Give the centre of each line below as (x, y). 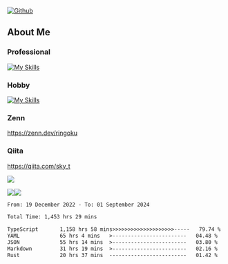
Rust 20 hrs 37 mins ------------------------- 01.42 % (112, 255)
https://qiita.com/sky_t (39, 166)
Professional (29, 52)
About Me (29, 32)
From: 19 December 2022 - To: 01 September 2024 (78, 205)
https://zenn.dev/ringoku (42, 133)
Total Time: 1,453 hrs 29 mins (52, 217)
